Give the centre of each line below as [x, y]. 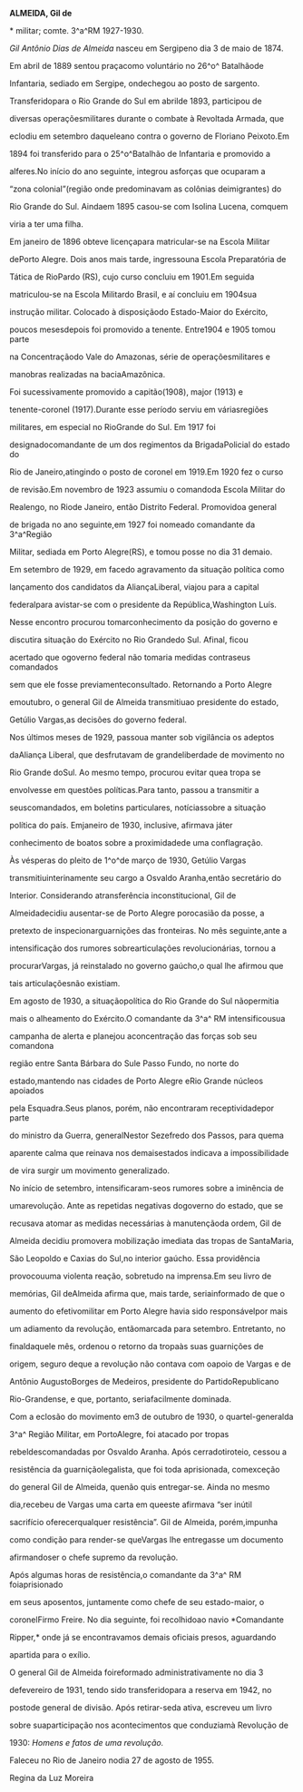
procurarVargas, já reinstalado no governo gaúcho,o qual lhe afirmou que [147, 966]
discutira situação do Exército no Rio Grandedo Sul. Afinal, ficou [129, 640]
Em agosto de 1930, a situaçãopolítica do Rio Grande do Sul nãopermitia [144, 1001]
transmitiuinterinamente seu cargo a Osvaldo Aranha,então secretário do [146, 878]
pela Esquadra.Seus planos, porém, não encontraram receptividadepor [142, 1108]
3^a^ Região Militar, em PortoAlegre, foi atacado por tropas [119, 1434]
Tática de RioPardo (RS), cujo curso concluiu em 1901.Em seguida [132, 277]
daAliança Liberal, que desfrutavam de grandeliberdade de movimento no [147, 755]
